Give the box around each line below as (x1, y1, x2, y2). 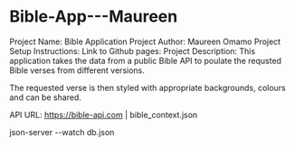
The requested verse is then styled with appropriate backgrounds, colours (9, 82, 287, 93)
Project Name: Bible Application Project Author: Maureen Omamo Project (9, 36, 281, 47)
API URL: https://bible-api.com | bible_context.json (9, 109, 198, 120)
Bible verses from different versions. (9, 65, 145, 76)
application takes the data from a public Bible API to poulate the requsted (9, 55, 282, 66)
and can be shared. (9, 92, 81, 103)
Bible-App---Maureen (9, 6, 178, 27)
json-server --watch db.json (9, 126, 115, 137)
